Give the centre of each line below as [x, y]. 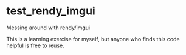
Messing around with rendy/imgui [48, 27]
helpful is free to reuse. [36, 45]
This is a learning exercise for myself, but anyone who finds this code [93, 39]
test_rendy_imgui [51, 11]
